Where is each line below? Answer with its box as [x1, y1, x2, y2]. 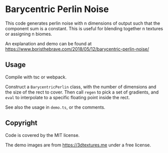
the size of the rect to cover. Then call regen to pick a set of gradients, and [5, 89, 159, 95]
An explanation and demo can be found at [5, 40, 92, 46]
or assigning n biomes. [5, 31, 53, 37]
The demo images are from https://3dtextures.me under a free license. [5, 142, 151, 148]
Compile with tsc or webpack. [5, 74, 67, 80]
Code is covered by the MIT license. [5, 132, 80, 138]
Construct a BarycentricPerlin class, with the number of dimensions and [5, 84, 156, 90]
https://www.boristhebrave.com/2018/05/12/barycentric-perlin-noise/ [5, 46, 149, 52]
